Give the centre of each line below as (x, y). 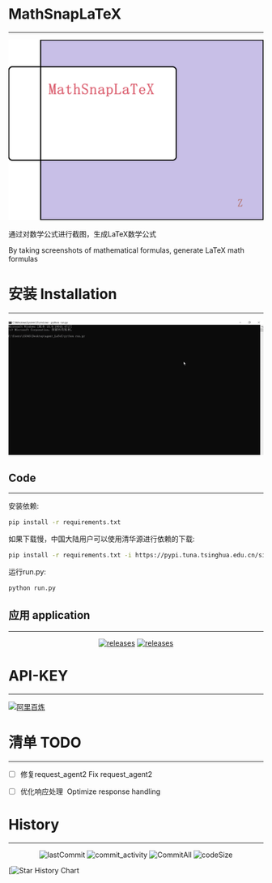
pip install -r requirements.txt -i (70, 556)
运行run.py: (28, 571)
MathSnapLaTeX (65, 14)
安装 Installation (63, 294)
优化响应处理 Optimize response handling (90, 791)
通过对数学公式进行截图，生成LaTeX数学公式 (83, 234)
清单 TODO (45, 742)
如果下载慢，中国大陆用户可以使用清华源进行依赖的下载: (102, 539)
